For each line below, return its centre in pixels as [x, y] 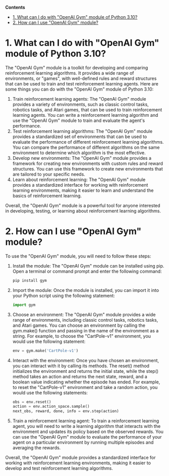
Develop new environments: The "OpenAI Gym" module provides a [82, 158]
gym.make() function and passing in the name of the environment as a [86, 330]
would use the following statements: [50, 393]
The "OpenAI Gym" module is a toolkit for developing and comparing [77, 67]
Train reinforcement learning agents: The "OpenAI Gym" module [79, 99]
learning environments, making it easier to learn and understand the [83, 190]
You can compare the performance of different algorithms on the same [86, 147]
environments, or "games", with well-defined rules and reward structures [81, 78]
